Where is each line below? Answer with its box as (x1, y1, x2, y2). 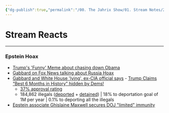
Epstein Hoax (5, 53, 39, 60)
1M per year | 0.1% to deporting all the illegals (20, 96, 114, 102)
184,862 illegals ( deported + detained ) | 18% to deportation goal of (20, 91, 158, 97)
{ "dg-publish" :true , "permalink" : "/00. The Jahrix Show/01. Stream (5, 7, 147, 13)
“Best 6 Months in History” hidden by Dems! (12, 80, 104, 86)
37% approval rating (20, 86, 62, 92)
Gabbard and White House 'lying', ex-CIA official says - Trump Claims (12, 75, 157, 81)
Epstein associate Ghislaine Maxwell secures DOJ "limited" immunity (12, 101, 155, 108)
